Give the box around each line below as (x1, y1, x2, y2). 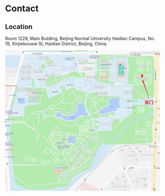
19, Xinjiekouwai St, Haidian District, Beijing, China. (5, 41, 108, 47)
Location (5, 23, 33, 31)
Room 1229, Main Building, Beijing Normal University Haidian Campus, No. (5, 35, 155, 41)
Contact (5, 3, 39, 14)
